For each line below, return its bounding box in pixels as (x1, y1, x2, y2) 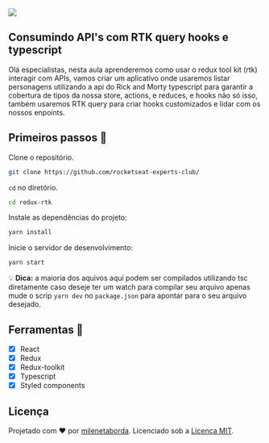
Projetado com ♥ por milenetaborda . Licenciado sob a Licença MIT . (8, 426, 234, 436)
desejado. (8, 299, 42, 309)
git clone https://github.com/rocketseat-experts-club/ (8, 168, 200, 176)
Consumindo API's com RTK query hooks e (8, 31, 230, 44)
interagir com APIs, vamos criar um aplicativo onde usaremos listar (8, 73, 231, 83)
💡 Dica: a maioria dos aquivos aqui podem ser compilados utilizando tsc (8, 274, 248, 283)
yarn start (8, 258, 45, 267)
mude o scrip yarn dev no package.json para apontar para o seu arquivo (8, 290, 247, 301)
